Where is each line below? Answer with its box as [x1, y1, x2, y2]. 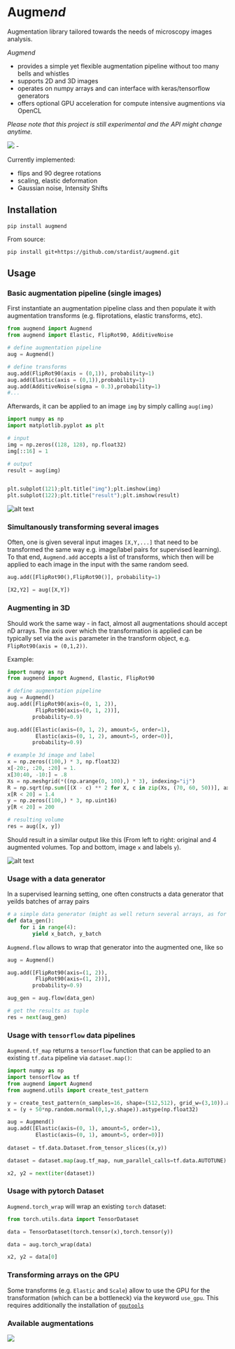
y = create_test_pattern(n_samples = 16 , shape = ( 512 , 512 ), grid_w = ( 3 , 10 [7, 1099, 218, 1106]
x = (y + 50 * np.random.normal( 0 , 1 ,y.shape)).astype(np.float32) [7, 1106, 199, 1113]
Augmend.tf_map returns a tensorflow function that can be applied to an [7, 1046, 211, 1055]
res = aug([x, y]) [7, 823, 61, 830]
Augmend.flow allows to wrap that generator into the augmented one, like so [7, 943, 224, 951]
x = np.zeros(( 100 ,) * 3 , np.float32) [7, 758, 120, 766]
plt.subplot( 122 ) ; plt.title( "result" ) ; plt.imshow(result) [7, 492, 180, 499]
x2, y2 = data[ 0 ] [7, 1253, 58, 1261]
